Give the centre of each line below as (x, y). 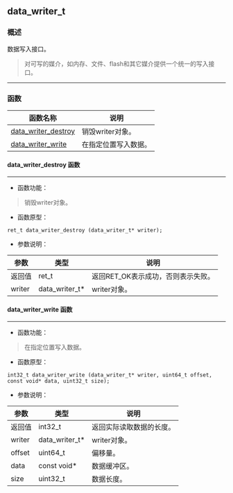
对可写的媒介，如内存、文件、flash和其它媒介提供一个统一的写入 (116, 63)
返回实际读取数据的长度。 (133, 427)
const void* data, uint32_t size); (59, 381)
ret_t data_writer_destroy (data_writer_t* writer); (85, 231)
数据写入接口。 (28, 49)
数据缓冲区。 (112, 466)
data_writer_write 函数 (40, 309)
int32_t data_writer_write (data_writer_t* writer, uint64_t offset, (110, 375)
